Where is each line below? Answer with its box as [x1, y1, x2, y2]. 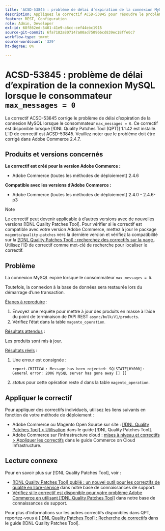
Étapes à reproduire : [5, 299, 48, 305]
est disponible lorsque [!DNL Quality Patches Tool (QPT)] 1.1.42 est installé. [5, 125, 157, 131]
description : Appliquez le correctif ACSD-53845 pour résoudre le [5, 12, 144, 17]
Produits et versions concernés [5, 150, 103, 158]
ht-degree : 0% [5, 44, 34, 49]
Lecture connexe [5, 457, 58, 465]
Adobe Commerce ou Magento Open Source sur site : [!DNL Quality [12, 421, 150, 427]
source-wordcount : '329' [5, 39, 56, 44]
